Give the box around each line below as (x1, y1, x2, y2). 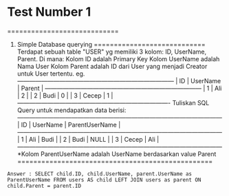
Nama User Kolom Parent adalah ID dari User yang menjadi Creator (17, 62, 208, 70)
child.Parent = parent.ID (7, 182, 81, 189)
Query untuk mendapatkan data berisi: (17, 106, 127, 114)
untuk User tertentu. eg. (17, 69, 85, 78)
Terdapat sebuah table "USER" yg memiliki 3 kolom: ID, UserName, (17, 47, 207, 56)
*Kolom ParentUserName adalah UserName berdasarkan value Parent (17, 149, 217, 158)
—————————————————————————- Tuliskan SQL (17, 98, 210, 107)
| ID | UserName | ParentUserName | (17, 120, 121, 129)
